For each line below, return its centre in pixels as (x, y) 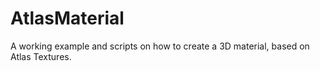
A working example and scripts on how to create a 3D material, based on (160, 46)
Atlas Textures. (41, 56)
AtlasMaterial (67, 18)
